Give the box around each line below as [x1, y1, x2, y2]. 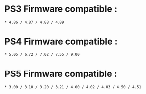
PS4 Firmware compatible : [4, 36, 117, 47]
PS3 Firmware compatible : [4, 3, 117, 15]
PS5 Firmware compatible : [4, 69, 117, 79]
